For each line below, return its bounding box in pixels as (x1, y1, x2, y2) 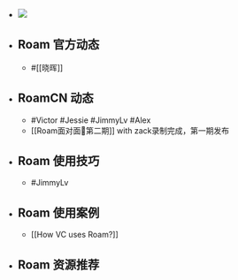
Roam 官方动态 (17, 37, 100, 52)
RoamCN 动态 (17, 91, 95, 106)
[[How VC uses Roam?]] (30, 230, 119, 240)
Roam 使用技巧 (17, 154, 100, 169)
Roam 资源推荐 (17, 257, 100, 272)
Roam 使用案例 (17, 205, 100, 220)
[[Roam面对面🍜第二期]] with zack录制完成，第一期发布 (30, 125, 230, 136)
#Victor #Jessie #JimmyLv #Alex (30, 115, 151, 125)
